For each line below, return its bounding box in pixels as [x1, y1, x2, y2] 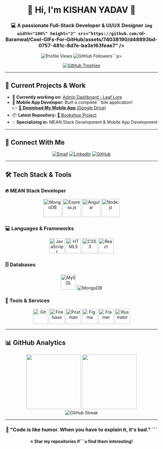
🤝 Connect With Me [5, 138, 65, 147]
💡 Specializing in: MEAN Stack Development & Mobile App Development [12, 119, 158, 125]
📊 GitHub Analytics [5, 338, 66, 347]
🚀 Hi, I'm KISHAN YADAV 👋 [27, 4, 136, 16]
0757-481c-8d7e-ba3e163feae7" [38, 42, 118, 49]
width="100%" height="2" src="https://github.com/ [17, 31, 139, 37]
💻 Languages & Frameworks [5, 225, 74, 232]
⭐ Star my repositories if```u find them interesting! [30, 438, 133, 444]
